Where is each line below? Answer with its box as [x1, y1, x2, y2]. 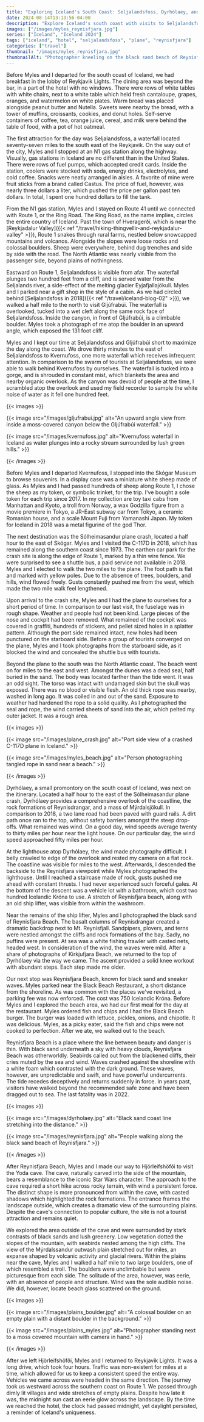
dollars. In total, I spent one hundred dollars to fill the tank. [6, 193, 152, 200]
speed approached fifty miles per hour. [6, 836, 104, 843]
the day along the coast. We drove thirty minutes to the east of [6, 345, 163, 353]
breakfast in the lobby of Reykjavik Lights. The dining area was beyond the [6, 77, 193, 85]
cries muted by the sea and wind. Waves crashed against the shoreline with [6, 1058, 195, 1065]
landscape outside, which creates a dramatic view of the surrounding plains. [6, 1201, 197, 1208]
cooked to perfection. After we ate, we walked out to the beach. [6, 1027, 166, 1034]
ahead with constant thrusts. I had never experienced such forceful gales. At [6, 880, 198, 888]
